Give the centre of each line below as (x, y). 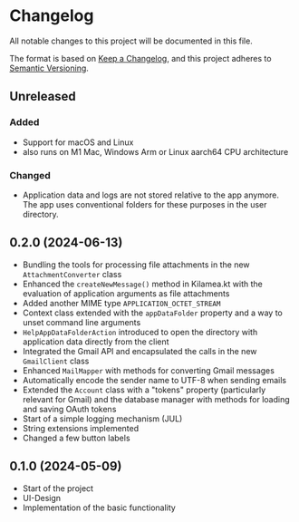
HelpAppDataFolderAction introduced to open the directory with (140, 332)
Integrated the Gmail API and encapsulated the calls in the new (140, 351)
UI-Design (42, 498)
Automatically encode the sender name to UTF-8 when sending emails (154, 380)
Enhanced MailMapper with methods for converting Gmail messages (148, 370)
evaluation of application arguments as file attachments (126, 293)
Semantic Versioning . (49, 68)
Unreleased (43, 97)
